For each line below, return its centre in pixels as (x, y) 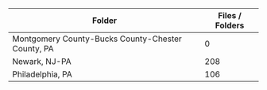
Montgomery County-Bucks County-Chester (97, 39)
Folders (230, 25)
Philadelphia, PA (43, 74)
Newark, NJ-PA (42, 61)
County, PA (33, 49)
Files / (230, 15)
